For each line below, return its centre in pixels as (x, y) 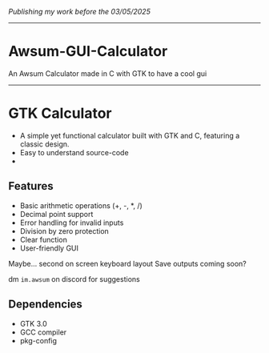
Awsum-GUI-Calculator (88, 52)
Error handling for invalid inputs (72, 223)
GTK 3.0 (34, 323)
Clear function (44, 239)
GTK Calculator (60, 113)
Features (31, 186)
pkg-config (38, 340)
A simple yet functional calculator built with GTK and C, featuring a (130, 135)
